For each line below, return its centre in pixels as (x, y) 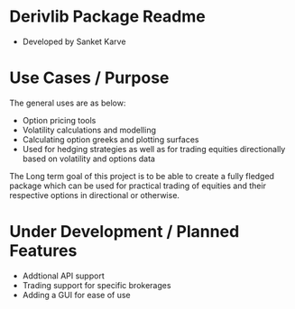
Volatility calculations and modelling (89, 130)
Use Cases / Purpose (89, 78)
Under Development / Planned (124, 232)
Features (43, 251)
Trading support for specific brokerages (97, 285)
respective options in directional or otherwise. (95, 195)
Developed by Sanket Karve (74, 41)
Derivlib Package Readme (107, 17)
